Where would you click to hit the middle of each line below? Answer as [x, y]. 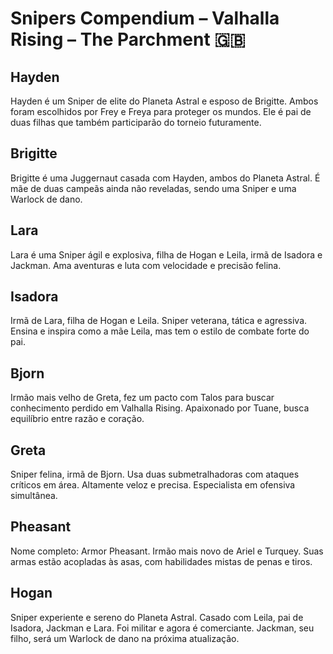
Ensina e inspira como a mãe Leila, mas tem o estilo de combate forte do [160, 331]
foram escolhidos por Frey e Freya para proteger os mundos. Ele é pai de [161, 111]
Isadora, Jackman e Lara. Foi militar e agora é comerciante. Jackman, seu [162, 628]
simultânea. [34, 496]
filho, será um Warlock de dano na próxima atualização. [125, 638]
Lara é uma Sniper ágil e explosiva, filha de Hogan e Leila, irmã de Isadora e [166, 254]
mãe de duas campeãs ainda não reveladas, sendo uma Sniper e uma [153, 188]
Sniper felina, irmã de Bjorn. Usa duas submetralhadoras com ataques [155, 474]
